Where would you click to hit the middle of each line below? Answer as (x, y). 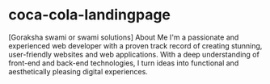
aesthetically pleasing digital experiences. (78, 71)
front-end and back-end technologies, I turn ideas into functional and (124, 63)
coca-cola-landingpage (90, 15)
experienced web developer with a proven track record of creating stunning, (135, 45)
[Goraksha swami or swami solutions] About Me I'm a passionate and (124, 37)
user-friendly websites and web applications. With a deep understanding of (134, 54)
